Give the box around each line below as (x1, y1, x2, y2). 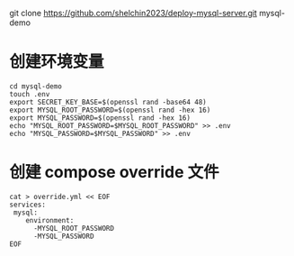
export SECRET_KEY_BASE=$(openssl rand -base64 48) (9, 97, 207, 106)
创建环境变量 (9, 51, 105, 72)
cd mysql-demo (9, 81, 63, 91)
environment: (25, 215, 75, 224)
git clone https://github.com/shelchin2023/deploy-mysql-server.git (9, 8, 258, 18)
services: (9, 200, 47, 209)
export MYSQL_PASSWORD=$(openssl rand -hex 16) (9, 113, 192, 123)
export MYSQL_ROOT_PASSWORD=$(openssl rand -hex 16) (9, 105, 211, 114)
